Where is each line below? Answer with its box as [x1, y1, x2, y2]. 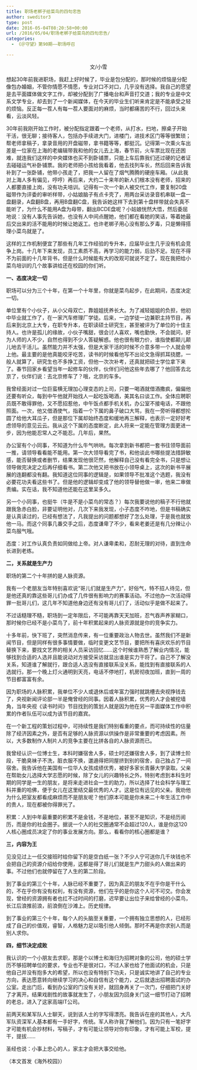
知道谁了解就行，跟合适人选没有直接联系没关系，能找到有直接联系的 [21, 661, 186, 668]
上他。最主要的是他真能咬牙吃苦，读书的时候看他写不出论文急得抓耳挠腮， [6, 350, 186, 358]
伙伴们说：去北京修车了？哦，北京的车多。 [21, 373, 124, 380]
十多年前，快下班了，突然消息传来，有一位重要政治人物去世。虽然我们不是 [6, 631, 186, 638]
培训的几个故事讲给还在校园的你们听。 [16, 262, 109, 269]
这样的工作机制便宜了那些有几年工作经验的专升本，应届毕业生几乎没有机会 [6, 240, 186, 247]
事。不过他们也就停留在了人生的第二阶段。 [6, 868, 109, 875]
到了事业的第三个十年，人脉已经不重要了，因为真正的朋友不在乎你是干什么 [6, 880, 186, 887]
